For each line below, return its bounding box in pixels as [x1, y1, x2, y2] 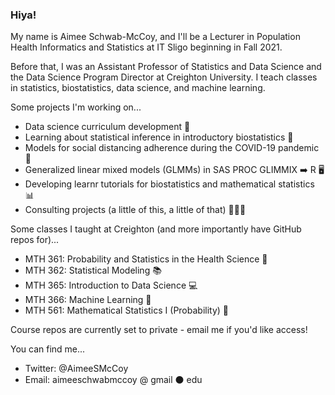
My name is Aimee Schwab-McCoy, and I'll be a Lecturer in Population [10, 31, 301, 43]
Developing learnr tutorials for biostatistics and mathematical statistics [24, 178, 315, 190]
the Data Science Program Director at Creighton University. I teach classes [10, 71, 318, 83]
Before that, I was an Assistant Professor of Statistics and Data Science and [10, 61, 322, 73]
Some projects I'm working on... [10, 101, 142, 113]
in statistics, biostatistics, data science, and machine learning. [10, 82, 266, 94]
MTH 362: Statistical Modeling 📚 [24, 264, 162, 277]
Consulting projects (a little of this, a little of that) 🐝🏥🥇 [24, 204, 247, 216]
